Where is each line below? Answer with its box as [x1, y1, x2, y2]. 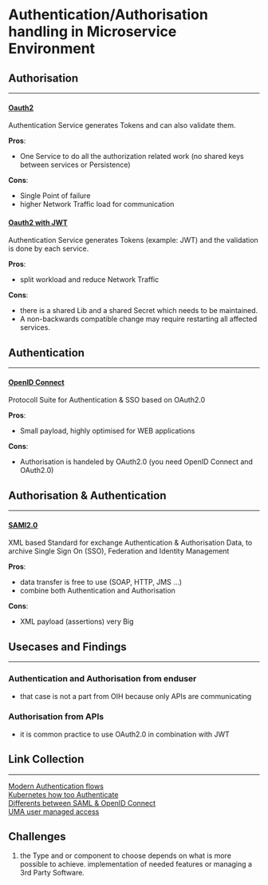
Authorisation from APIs [8, 711, 104, 722]
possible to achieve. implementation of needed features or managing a [19, 859, 253, 869]
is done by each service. [8, 244, 89, 253]
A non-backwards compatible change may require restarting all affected [19, 314, 258, 324]
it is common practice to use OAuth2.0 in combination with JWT [19, 729, 230, 739]
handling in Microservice [8, 22, 177, 41]
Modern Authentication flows [8, 781, 104, 791]
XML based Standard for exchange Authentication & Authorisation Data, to [8, 538, 253, 548]
